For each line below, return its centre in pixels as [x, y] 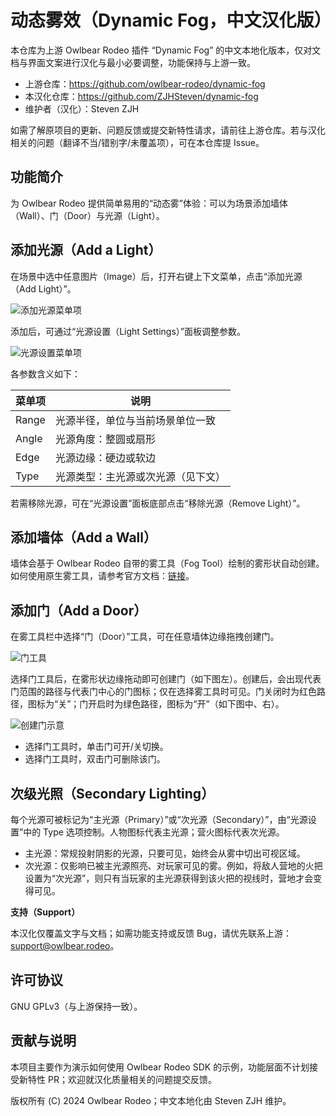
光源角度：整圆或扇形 [106, 439]
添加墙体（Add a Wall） [83, 537]
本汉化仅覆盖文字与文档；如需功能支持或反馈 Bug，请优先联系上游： [151, 933]
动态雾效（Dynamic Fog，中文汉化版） [171, 20]
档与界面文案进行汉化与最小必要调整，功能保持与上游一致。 [133, 62]
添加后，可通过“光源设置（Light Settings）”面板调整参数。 [128, 331]
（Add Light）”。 [43, 288]
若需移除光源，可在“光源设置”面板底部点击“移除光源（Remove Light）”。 [158, 503]
